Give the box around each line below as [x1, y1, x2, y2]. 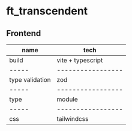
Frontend [6, 28, 41, 38]
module [56, 95, 78, 103]
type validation [9, 76, 51, 84]
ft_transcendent [6, 4, 88, 18]
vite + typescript [56, 56, 103, 64]
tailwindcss [56, 115, 89, 123]
